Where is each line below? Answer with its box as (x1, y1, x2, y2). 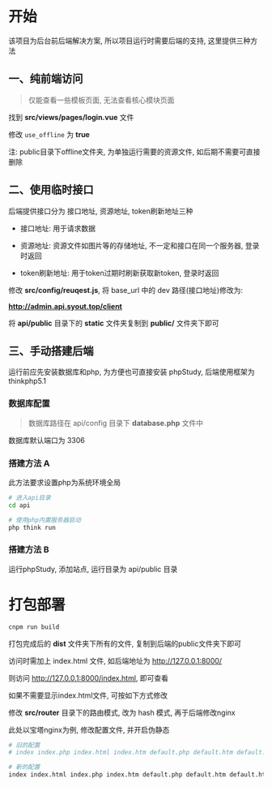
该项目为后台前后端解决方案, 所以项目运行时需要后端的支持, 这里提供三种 (8, 36, 251, 45)
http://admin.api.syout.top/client (8, 301, 123, 311)
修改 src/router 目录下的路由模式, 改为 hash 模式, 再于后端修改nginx (8, 707, 236, 717)
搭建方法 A (8, 458, 50, 469)
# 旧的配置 (8, 741, 40, 749)
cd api (8, 501, 31, 510)
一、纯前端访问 (8, 72, 83, 86)
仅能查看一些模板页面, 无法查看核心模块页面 (28, 95, 175, 105)
